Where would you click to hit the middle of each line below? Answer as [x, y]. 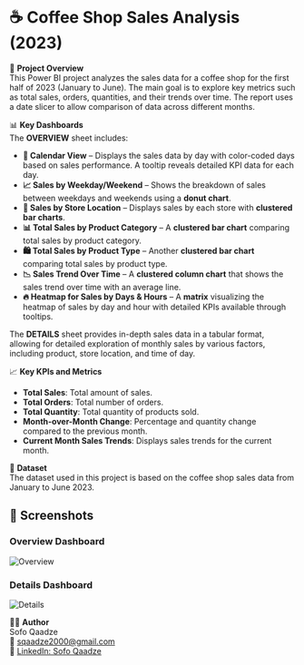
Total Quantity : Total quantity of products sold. [111, 411]
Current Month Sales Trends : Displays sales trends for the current [147, 440]
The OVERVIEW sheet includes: [69, 138]
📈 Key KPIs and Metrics [56, 371]
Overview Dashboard [57, 542]
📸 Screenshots [52, 516]
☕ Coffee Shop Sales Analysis [125, 18]
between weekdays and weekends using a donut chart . [127, 198]
